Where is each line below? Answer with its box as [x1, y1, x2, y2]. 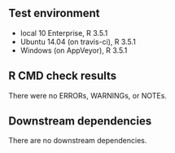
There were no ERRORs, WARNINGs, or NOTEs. [8, 90, 167, 100]
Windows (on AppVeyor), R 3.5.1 [20, 45, 128, 55]
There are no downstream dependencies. [8, 136, 147, 146]
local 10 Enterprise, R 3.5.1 [20, 28, 108, 37]
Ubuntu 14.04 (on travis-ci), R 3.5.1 [20, 37, 137, 46]
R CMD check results [8, 69, 117, 83]
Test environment [8, 7, 100, 20]
